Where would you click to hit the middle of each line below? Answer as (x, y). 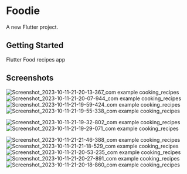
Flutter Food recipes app (36, 59)
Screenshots (30, 78)
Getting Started (35, 45)
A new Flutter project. (32, 27)
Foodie (23, 11)
